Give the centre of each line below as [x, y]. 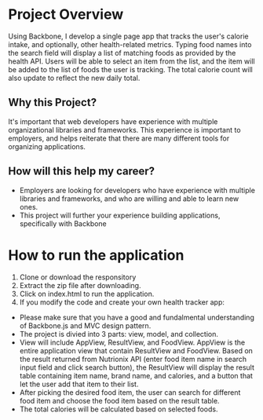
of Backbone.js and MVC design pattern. [85, 325]
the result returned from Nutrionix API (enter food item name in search [133, 359]
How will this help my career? [82, 172]
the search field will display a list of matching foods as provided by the [122, 53]
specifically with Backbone [63, 223]
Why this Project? [52, 102]
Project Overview [66, 15]
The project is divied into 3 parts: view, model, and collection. [119, 334]
